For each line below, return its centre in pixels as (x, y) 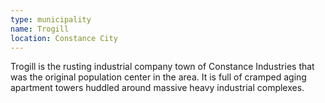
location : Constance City (64, 38)
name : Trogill (40, 29)
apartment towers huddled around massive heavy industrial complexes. (157, 88)
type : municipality (51, 19)
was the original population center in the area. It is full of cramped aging (158, 77)
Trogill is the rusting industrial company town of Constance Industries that (162, 67)
